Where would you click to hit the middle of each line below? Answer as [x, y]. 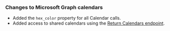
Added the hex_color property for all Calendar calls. [67, 18]
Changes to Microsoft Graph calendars [54, 7]
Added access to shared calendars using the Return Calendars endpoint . [89, 23]
